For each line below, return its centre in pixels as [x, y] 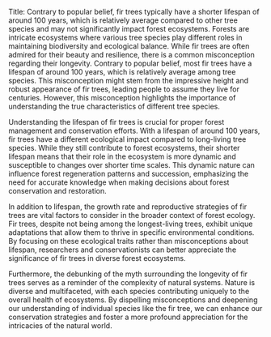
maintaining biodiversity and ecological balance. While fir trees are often [129, 46]
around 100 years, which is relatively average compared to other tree [123, 20]
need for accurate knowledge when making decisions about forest [119, 182]
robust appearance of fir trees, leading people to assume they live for [124, 89]
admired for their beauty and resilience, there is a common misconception [131, 55]
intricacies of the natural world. [60, 326]
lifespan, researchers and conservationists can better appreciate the [123, 250]
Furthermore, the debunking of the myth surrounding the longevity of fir [128, 274]
